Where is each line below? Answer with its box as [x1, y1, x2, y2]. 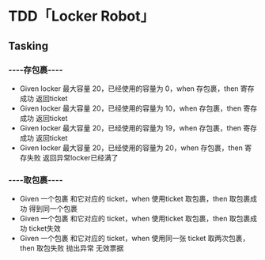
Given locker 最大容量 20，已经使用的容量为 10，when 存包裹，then [19, 104, 242, 113]
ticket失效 [28, 224, 61, 233]
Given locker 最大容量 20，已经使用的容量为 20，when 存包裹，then [19, 143, 244, 153]
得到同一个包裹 [28, 204, 78, 213]
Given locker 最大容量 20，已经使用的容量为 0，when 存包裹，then [19, 84, 239, 93]
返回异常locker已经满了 [42, 153, 119, 162]
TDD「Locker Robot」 [8, 7, 155, 25]
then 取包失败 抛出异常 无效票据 [19, 243, 124, 253]
